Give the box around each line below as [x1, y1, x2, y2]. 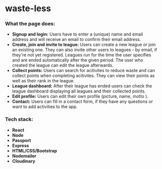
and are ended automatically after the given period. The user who [12, 57, 144, 63]
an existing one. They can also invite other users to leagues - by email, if [12, 47, 157, 53]
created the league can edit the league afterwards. [12, 62, 113, 68]
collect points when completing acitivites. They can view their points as [12, 73, 155, 78]
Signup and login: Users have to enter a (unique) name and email [12, 31, 143, 37]
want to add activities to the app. [12, 104, 78, 110]
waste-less [5, 3, 51, 14]
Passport [12, 137, 32, 143]
